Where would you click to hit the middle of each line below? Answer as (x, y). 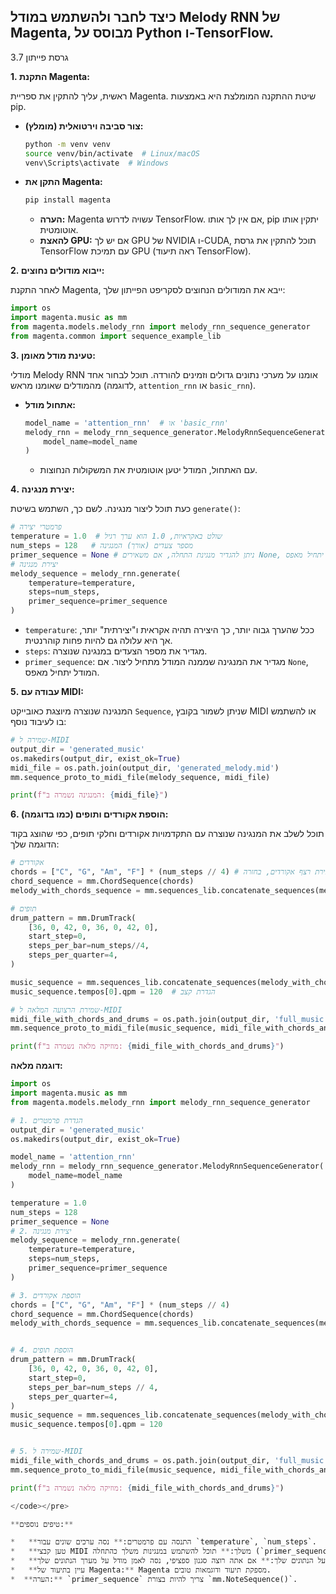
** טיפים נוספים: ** (42, 1524)
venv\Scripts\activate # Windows (96, 163)
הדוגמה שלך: (35, 844)
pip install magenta (67, 200)
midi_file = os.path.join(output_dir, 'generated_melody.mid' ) (145, 768)
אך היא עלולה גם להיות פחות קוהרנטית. (98, 641)
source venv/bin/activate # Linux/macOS (112, 153)
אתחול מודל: (50, 404)
